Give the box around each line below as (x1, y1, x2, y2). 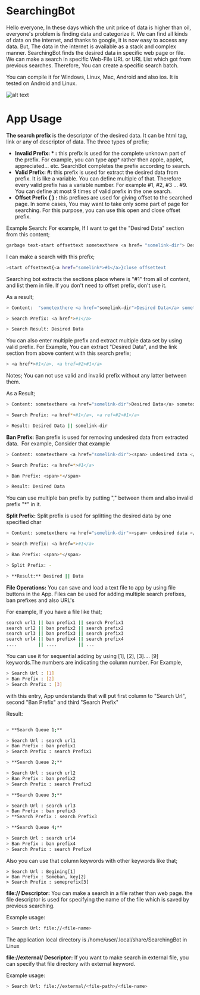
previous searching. (6, 902, 55, 909)
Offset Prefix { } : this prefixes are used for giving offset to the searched (14, 194, 192, 201)
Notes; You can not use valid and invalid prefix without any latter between (6, 372, 187, 379)
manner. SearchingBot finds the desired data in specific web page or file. (6, 49, 186, 56)
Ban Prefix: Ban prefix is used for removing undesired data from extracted (6, 433, 189, 441)
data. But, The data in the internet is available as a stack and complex (6, 43, 177, 50)
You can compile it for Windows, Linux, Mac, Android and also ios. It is (6, 73, 179, 80)
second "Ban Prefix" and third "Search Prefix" (6, 698, 119, 706)
